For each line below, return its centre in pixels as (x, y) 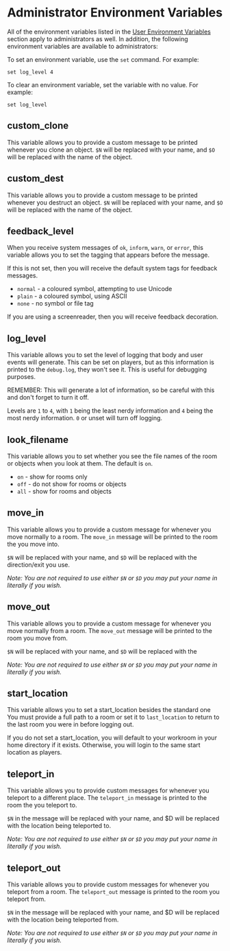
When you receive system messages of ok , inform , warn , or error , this (105, 248)
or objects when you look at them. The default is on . (80, 463)
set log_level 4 (30, 72)
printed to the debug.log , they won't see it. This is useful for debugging (107, 369)
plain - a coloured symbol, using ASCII (72, 296)
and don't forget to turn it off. (48, 398)
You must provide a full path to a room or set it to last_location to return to (113, 717)
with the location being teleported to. (59, 826)
